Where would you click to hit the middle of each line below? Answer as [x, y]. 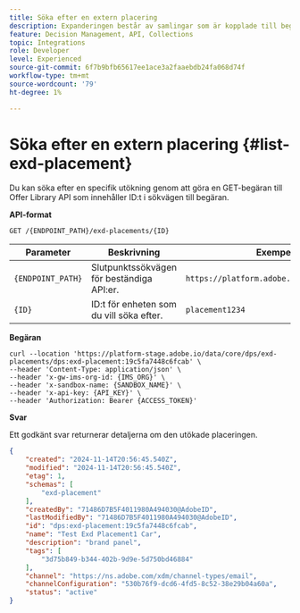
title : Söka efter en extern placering [83, 17]
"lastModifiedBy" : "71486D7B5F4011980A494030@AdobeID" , [132, 518]
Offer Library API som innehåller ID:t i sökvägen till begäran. [119, 197]
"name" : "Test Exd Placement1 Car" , [94, 534]
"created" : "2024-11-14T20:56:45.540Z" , [101, 460]
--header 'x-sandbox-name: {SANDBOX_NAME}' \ [95, 385]
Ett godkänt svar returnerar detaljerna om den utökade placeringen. [133, 435]
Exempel [275, 253]
